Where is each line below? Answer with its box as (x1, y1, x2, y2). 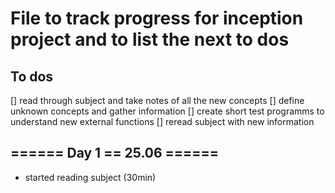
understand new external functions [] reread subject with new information (10, 116, 315, 127)
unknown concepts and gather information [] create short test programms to (10, 105, 325, 117)
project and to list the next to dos (10, 28, 290, 51)
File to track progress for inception (10, 7, 304, 30)
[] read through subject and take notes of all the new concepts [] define (10, 95, 305, 106)
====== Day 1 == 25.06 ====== (10, 145, 220, 162)
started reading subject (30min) (24, 171, 157, 183)
